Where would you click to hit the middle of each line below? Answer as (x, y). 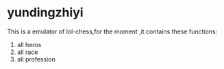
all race (27, 52)
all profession (36, 59)
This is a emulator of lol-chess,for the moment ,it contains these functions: (112, 31)
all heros (29, 44)
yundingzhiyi (45, 13)
